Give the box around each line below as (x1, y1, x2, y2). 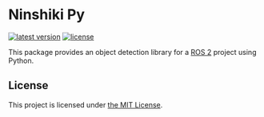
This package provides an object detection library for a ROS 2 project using (8, 47, 257, 57)
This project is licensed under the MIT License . (8, 99, 163, 109)
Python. (8, 56, 34, 65)
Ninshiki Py (8, 6, 86, 24)
